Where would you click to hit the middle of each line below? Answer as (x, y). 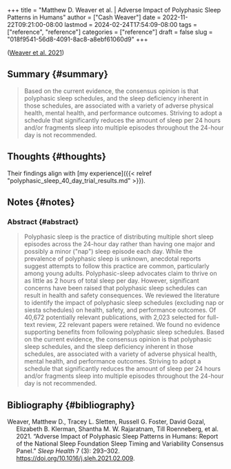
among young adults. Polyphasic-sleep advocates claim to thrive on (120, 273)
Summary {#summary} (58, 74)
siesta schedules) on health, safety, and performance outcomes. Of (120, 310)
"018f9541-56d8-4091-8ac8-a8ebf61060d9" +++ (78, 39)
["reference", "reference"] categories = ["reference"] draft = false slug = (110, 32)
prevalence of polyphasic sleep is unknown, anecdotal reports (112, 259)
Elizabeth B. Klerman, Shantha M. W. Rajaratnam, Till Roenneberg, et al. (117, 429)
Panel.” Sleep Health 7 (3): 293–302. (68, 451)
